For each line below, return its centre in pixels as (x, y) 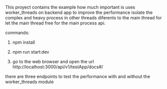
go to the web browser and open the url (53, 61)
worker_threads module (29, 82)
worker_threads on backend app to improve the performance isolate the (79, 12)
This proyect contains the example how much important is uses (70, 7)
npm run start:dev (31, 52)
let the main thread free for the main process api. (55, 23)
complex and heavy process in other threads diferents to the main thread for (83, 18)
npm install (24, 42)
